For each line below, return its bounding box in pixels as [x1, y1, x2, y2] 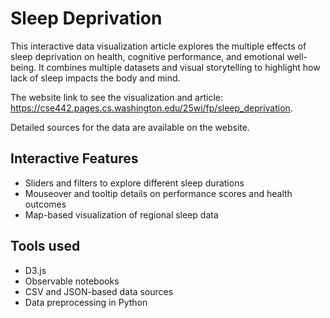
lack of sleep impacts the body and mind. [10, 72, 181, 84]
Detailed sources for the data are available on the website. [10, 121, 250, 133]
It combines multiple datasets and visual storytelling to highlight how [38, 61, 321, 73]
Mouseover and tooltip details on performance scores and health [24, 187, 293, 199]
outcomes [24, 198, 67, 210]
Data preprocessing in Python [24, 296, 148, 308]
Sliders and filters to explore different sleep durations [24, 177, 245, 189]
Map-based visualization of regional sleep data [24, 208, 219, 221]
